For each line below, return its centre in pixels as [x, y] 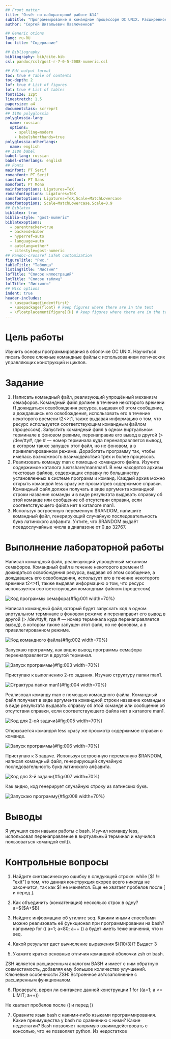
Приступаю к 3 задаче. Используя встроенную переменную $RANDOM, [84, 756]
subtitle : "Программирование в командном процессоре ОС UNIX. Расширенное [86, 19]
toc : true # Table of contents [38, 75]
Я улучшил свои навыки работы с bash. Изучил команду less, [72, 831]
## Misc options [22, 288]
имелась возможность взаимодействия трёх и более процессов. [84, 456]
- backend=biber [27, 232]
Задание [25, 383]
